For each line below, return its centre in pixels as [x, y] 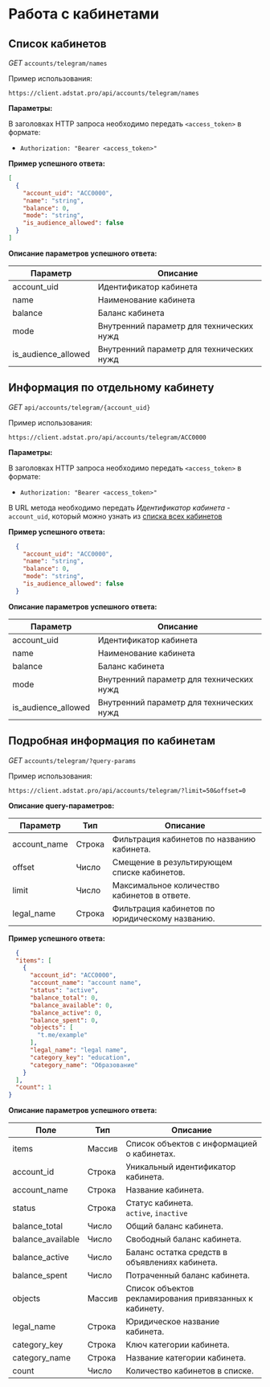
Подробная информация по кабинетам [112, 741]
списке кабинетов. [149, 872]
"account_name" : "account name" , [86, 983]
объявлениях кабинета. [172, 1262]
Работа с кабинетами [84, 14]
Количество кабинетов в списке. [190, 1371]
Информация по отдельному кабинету [111, 388]
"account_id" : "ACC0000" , [73, 975]
